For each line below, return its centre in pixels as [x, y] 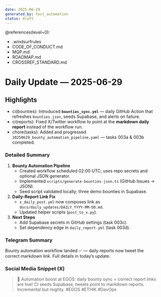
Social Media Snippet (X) [35, 268]
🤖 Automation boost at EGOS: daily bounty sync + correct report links [87, 279]
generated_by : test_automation [37, 14]
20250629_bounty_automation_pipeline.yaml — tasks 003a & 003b [78, 137]
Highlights [21, 100]
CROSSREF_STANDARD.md [39, 62]
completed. [23, 142]
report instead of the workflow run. [47, 127]
